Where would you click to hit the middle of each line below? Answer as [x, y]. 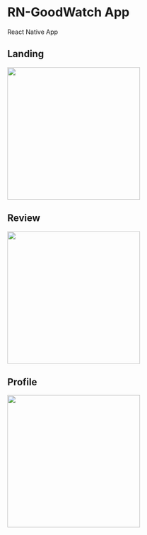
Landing [26, 54]
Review [24, 218]
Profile [22, 382]
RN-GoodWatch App [69, 12]
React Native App [33, 32]
